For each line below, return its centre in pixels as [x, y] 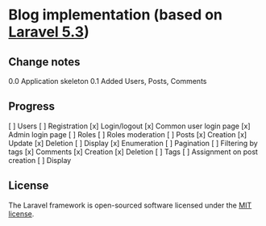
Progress [31, 107]
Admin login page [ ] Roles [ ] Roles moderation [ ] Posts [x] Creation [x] [128, 134]
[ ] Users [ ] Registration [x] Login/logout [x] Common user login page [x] [129, 126]
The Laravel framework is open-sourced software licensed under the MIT [130, 205]
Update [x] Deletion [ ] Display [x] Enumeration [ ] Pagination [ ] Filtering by [133, 143]
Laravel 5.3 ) [49, 32]
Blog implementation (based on [116, 15]
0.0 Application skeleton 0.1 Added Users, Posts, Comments [108, 81]
